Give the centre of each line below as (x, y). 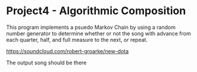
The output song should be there (46, 63)
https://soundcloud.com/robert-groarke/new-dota (68, 51)
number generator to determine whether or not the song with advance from (99, 33)
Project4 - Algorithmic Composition (96, 11)
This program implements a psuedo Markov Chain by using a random (91, 27)
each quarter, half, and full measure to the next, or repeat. (77, 40)
